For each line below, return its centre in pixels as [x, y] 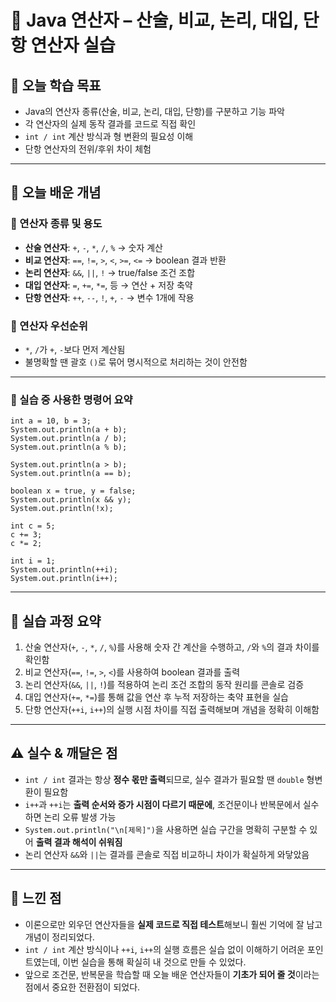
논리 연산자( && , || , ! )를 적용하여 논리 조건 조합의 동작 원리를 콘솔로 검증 [164, 685]
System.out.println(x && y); [71, 500]
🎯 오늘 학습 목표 [56, 85]
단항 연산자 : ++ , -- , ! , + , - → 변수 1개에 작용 [109, 297]
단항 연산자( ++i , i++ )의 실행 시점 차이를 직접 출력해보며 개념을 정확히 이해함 [172, 710]
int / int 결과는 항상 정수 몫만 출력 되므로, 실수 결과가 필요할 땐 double [164, 779]
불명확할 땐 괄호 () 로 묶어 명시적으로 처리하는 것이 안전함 [136, 362]
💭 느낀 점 [36, 898]
